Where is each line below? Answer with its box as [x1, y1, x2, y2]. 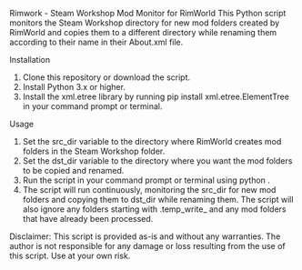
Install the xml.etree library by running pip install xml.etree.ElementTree [22, 91, 289, 102]
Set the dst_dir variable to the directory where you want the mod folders [22, 155, 293, 166]
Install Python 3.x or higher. [22, 82, 126, 92]
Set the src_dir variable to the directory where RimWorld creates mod [22, 136, 282, 146]
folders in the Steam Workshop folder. [22, 145, 166, 156]
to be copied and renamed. [22, 165, 125, 175]
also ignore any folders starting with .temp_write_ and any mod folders [22, 204, 287, 215]
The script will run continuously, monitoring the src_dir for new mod [22, 185, 277, 195]
